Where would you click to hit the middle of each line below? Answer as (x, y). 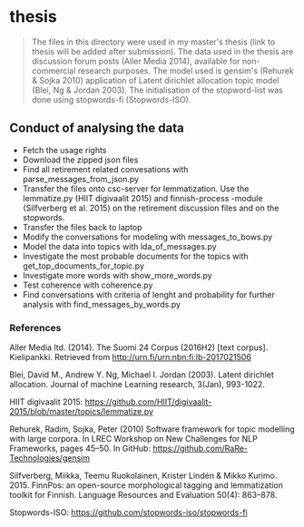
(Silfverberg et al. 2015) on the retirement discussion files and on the (151, 208)
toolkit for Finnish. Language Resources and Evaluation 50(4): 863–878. (143, 495)
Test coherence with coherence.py (88, 285)
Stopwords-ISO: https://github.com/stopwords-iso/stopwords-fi (128, 512)
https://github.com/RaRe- (200, 449)
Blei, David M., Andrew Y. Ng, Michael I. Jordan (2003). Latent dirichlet (142, 375)
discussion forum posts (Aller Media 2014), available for (136, 61)
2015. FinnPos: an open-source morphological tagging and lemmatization (147, 485)
